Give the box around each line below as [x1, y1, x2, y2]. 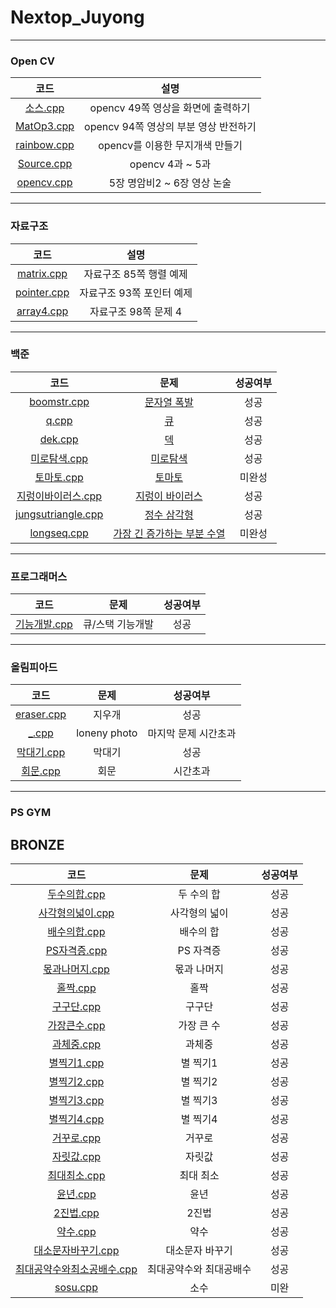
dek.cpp [39, 432, 79, 446]
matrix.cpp [17, 266, 68, 280]
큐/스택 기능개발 [82, 617, 155, 631]
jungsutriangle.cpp [15, 507, 104, 521]
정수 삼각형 [144, 507, 194, 521]
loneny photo [76, 726, 138, 740]
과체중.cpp [51, 1037, 102, 1051]
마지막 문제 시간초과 [147, 727, 237, 741]
